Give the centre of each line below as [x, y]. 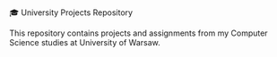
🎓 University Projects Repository [71, 12]
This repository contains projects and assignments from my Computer [138, 33]
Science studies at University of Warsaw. [85, 42]
